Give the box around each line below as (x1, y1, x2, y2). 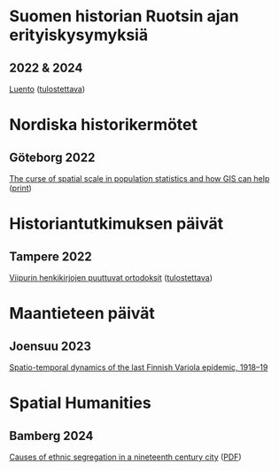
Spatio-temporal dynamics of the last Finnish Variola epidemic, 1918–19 (9, 362, 268, 373)
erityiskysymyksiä (9, 25, 149, 45)
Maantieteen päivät (9, 304, 155, 324)
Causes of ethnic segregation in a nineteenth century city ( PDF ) (9, 452, 242, 462)
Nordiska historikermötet (9, 115, 198, 135)
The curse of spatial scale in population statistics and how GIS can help (9, 174, 270, 183)
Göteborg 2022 (9, 150, 96, 165)
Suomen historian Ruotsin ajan (9, 6, 239, 27)
